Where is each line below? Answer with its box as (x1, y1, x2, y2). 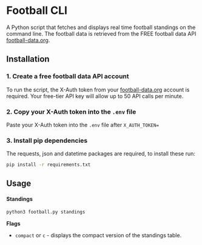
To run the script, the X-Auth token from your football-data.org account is (6, 86, 190, 93)
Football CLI (6, 4, 68, 18)
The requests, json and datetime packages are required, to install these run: (6, 150, 196, 157)
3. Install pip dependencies (6, 136, 88, 145)
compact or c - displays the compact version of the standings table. (15, 231, 182, 239)
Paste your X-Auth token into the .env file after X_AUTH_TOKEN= (6, 121, 160, 128)
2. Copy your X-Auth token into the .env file (6, 107, 136, 116)
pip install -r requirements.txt (6, 162, 91, 168)
